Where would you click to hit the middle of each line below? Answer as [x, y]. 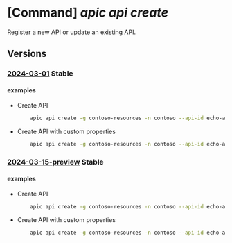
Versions [27, 54]
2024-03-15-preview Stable [55, 162]
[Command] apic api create [88, 13]
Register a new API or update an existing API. [72, 32]
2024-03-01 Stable [41, 74]
